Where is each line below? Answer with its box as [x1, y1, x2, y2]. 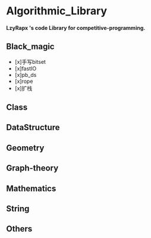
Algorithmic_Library [6, 4, 108, 18]
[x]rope [14, 78, 33, 85]
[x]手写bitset [14, 58, 46, 65]
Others [6, 224, 33, 234]
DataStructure [6, 122, 61, 132]
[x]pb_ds [14, 71, 37, 78]
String [6, 203, 30, 214]
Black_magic [6, 42, 55, 52]
